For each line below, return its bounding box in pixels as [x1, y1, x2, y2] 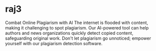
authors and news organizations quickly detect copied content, [5, 30, 133, 36]
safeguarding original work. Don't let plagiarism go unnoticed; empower [5, 35, 152, 41]
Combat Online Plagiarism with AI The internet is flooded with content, [5, 20, 148, 25]
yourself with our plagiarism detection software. [5, 40, 103, 46]
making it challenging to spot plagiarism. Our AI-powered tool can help [5, 25, 149, 30]
